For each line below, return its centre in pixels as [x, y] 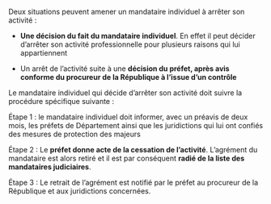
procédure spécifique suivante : [61, 101]
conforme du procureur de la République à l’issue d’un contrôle [128, 77]
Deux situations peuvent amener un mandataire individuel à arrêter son [127, 12]
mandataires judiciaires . [50, 167]
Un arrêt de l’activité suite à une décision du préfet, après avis [125, 69]
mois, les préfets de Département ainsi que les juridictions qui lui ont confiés [136, 125]
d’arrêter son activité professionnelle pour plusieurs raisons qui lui [130, 44]
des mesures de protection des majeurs [75, 134]
